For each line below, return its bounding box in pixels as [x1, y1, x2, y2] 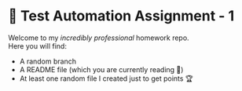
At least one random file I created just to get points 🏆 [19, 74, 194, 83]
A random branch [19, 56, 77, 66]
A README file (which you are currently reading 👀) [19, 64, 184, 74]
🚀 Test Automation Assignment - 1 [8, 7, 235, 25]
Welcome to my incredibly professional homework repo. [8, 33, 190, 42]
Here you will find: [8, 41, 67, 50]
